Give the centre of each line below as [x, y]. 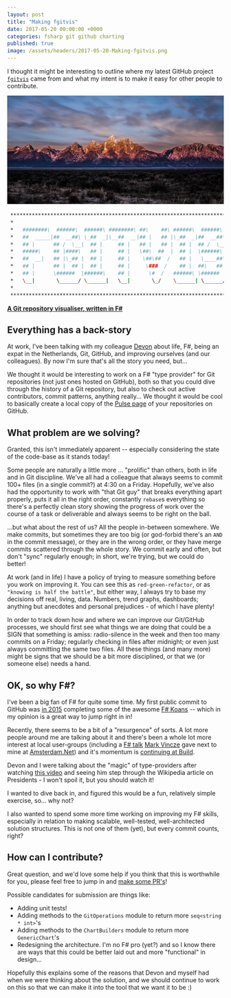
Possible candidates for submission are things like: [79, 895]
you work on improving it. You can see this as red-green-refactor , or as [109, 585]
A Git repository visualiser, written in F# [65, 308]
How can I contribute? [55, 857]
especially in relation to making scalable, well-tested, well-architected [106, 821]
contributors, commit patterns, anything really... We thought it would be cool [115, 397]
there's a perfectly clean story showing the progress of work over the [106, 507]
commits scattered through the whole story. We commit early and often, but [114, 549]
